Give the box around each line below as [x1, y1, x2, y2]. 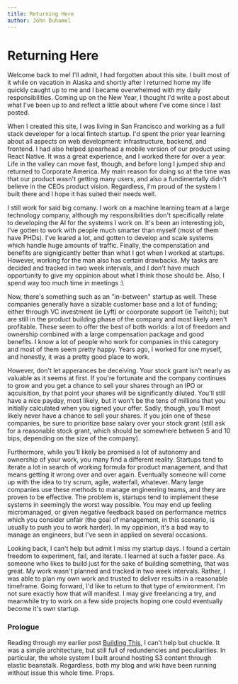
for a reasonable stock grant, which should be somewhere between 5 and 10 [7, 426, 231, 435]
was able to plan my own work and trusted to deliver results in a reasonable [7, 574, 228, 583]
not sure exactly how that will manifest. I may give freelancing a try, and [7, 589, 217, 598]
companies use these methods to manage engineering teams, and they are [7, 486, 227, 494]
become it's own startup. [7, 605, 80, 613]
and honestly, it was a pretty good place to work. [7, 353, 150, 361]
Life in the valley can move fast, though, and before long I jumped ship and [7, 160, 225, 169]
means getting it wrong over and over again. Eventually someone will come [7, 470, 227, 479]
